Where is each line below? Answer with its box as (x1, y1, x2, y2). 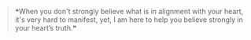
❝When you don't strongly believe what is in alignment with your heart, (14, 7, 244, 16)
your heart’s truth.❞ (14, 24, 77, 32)
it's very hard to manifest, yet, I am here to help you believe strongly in (14, 15, 243, 24)
